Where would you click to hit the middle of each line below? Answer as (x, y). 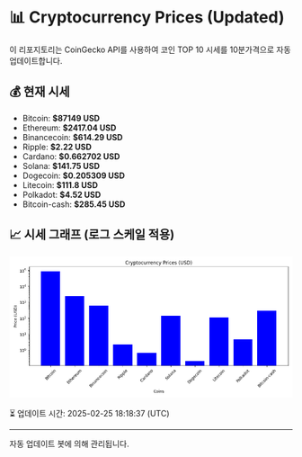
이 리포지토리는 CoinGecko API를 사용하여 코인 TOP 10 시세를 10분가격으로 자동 (150, 49)
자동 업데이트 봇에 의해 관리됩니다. (69, 444)
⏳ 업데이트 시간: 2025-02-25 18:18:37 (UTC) (89, 413)
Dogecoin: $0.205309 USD (74, 175)
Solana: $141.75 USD (61, 166)
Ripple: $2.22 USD (57, 147)
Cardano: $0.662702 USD (71, 156)
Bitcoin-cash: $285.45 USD (74, 204)
